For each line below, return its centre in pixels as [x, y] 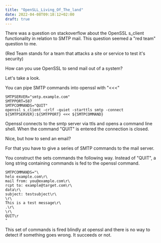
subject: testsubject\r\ [31, 194]
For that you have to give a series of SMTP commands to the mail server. [80, 148]
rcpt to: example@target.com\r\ [39, 186]
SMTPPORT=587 [19, 101]
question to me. [21, 44]
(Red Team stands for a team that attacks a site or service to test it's [75, 53]
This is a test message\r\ [33, 203]
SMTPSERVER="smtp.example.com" [38, 97]
